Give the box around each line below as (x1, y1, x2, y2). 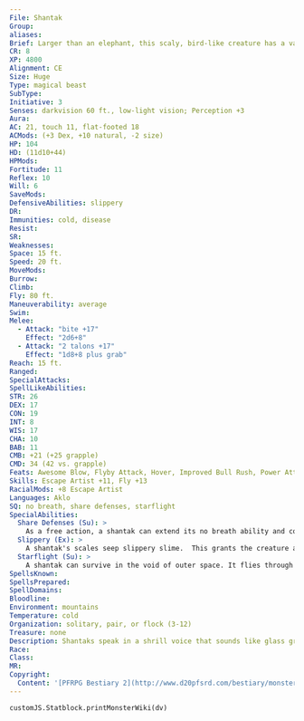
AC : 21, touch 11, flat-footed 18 (9, 123, 140, 132)
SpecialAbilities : (9, 510, 79, 519)
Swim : (9, 308, 30, 317)
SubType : (9, 89, 43, 98)
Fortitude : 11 (9, 165, 63, 174)
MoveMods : (9, 266, 47, 275)
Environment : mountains (9, 603, 100, 612)
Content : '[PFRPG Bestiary (17, 678, 119, 687)
